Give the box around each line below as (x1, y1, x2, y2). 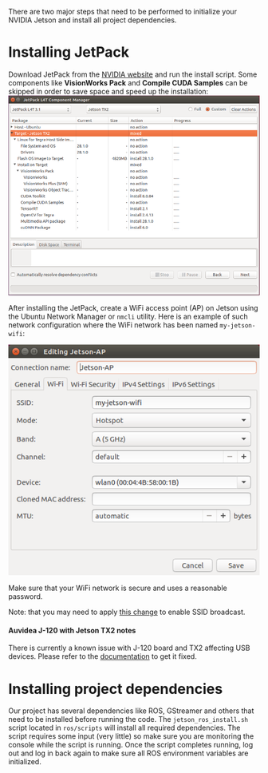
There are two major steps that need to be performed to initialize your (8, 7, 238, 16)
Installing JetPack (8, 43, 130, 61)
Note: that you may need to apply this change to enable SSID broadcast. (8, 607, 246, 617)
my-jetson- (219, 321, 256, 330)
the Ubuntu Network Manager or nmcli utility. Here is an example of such (8, 311, 249, 321)
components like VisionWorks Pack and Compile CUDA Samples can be (8, 77, 248, 87)
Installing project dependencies (8, 680, 223, 698)
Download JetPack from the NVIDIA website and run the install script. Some (8, 69, 258, 79)
